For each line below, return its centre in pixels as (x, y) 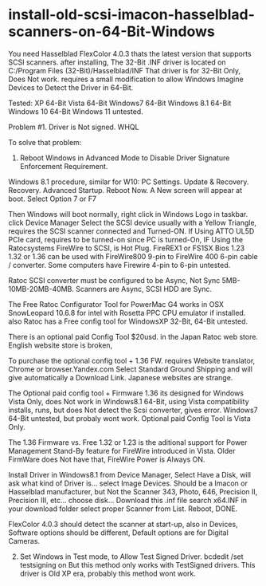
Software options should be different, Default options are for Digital (118, 533)
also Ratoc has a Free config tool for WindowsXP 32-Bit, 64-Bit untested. (128, 321)
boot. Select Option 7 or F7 (53, 199)
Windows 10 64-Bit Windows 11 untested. (76, 111)
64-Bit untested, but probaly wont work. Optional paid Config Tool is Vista (129, 418)
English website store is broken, (61, 345)
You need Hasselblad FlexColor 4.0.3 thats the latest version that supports (130, 53)
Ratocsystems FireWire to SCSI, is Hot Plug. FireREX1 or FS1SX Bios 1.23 (127, 248)
